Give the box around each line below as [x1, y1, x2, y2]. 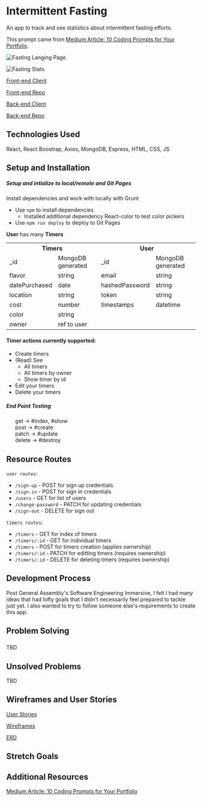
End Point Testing [6, 402, 51, 409]
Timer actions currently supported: [6, 337, 96, 344]
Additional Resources [6, 772, 88, 782]
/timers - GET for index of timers [14, 531, 97, 538]
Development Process [6, 573, 91, 583]
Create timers [14, 350, 49, 358]
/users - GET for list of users [14, 495, 86, 502]
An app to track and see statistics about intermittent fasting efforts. [6, 24, 173, 31]
